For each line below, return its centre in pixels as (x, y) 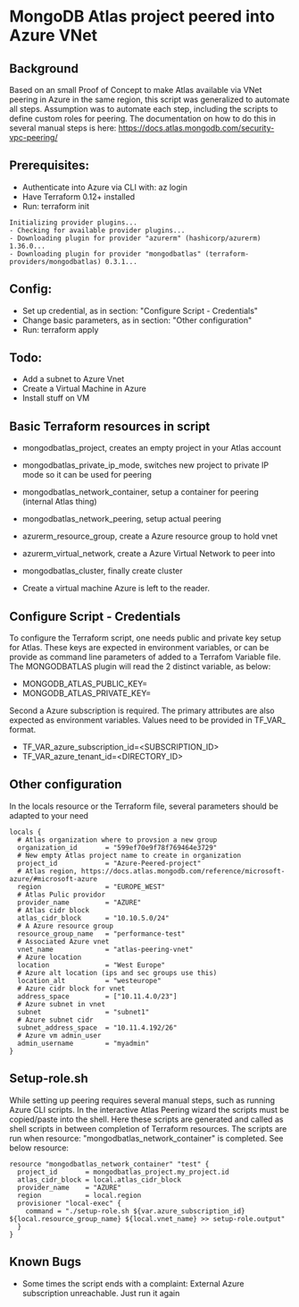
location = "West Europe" (91, 965)
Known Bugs (46, 1262)
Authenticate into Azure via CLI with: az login (104, 187)
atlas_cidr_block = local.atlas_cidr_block (99, 1180)
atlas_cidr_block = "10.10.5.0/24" (93, 918)
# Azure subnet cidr (55, 1020)
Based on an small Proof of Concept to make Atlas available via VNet (136, 90)
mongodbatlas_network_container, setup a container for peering (140, 492)
